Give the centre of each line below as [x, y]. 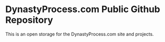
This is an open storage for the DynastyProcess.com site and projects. [80, 34]
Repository [29, 20]
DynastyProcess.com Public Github [83, 9]
